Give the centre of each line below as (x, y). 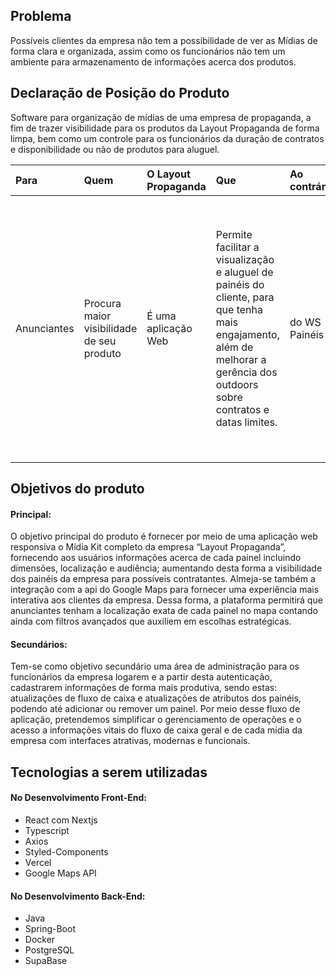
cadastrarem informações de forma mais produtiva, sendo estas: (144, 688)
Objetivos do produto (77, 489)
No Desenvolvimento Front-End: (79, 798)
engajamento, (247, 334)
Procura (102, 303)
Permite (234, 234)
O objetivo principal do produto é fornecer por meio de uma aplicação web (164, 536)
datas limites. (246, 422)
